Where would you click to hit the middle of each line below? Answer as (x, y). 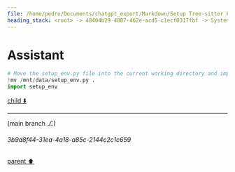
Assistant (36, 55)
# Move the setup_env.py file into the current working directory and (112, 74)
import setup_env (33, 87)
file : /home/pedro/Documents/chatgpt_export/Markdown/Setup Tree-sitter (115, 14)
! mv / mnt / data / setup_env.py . (51, 80)
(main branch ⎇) (31, 124)
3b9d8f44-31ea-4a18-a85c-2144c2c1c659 (69, 139)
